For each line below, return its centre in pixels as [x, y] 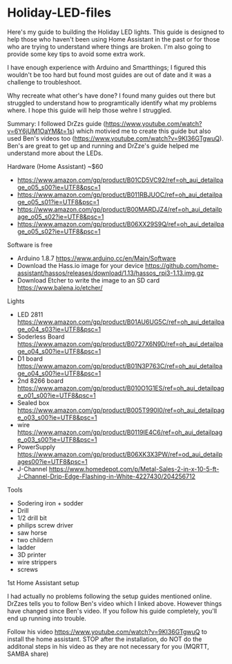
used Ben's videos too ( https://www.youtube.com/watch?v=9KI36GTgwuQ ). [116, 138]
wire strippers [37, 562]
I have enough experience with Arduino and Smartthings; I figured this [107, 67]
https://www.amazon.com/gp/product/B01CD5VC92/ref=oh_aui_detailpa [120, 180]
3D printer [32, 555]
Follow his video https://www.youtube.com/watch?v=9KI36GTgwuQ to [107, 631]
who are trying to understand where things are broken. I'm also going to [109, 46]
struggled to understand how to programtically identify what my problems [112, 102]
